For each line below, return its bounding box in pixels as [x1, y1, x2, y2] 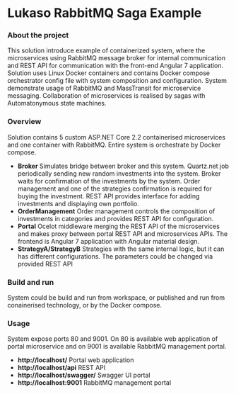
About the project [7, 30, 69, 40]
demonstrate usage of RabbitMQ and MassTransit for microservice [7, 84, 201, 93]
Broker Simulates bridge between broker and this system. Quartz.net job [17, 162, 230, 170]
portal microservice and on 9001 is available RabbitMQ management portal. [7, 342, 227, 351]
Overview [7, 117, 42, 127]
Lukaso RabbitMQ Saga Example [7, 5, 202, 21]
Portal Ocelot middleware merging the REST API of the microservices [17, 222, 220, 230]
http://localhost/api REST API [17, 364, 106, 372]
